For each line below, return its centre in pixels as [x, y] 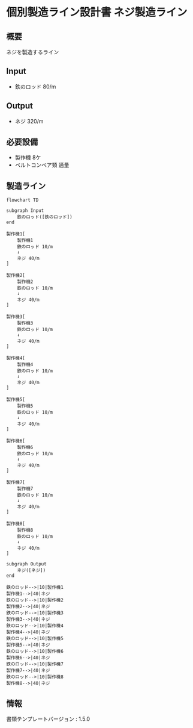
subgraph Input [25, 211]
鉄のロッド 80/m [35, 86]
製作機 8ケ [28, 158]
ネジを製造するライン [32, 52]
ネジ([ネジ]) [31, 571]
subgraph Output [26, 564]
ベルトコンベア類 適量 [42, 165]
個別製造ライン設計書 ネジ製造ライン [97, 12]
